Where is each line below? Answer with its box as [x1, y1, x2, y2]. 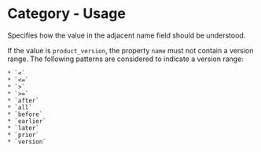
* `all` [7, 103, 33, 111]
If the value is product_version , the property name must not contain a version [7, 45, 254, 55]
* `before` [7, 110, 43, 118]
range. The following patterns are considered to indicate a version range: [7, 54, 244, 63]
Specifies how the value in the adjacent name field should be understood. [7, 31, 246, 40]
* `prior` [7, 131, 40, 139]
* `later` [7, 124, 40, 132]
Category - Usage [7, 5, 127, 23]
